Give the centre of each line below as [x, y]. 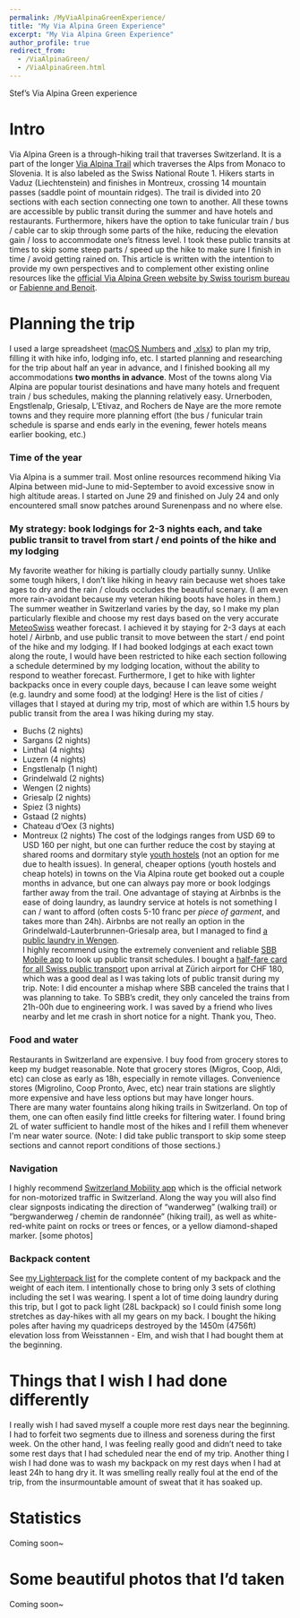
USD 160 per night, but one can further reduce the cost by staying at [149, 845]
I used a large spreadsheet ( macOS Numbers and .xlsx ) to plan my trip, [140, 348]
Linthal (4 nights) [53, 750]
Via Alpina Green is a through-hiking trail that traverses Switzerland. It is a [146, 154]
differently [49, 1400]
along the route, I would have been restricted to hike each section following [148, 656]
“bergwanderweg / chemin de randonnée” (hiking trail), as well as [130, 1216]
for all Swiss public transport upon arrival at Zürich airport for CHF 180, [153, 969]
